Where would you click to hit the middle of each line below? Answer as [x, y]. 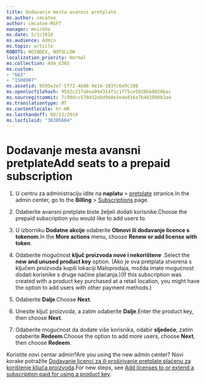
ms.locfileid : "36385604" [39, 120]
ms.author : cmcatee [31, 18]
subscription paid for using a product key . [59, 374]
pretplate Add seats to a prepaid [88, 164]
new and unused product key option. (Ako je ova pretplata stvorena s [103, 262]
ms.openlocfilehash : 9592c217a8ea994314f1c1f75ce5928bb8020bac [89, 92]
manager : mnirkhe [29, 29]
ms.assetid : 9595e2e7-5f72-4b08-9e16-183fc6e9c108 [72, 86]
